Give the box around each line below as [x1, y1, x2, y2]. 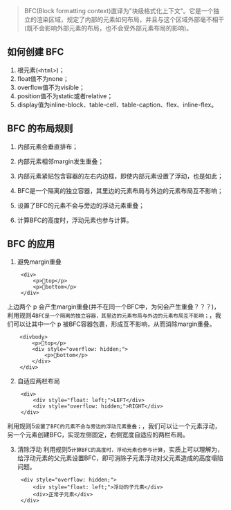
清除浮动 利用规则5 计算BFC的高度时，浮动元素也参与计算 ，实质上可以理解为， [17, 446, 223, 454]
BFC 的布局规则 [7, 122, 73, 134]
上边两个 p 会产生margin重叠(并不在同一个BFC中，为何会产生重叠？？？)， [7, 302, 220, 311]
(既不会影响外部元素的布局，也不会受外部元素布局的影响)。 [24, 24, 193, 32]
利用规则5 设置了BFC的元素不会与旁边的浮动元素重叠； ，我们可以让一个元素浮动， [7, 422, 221, 430]
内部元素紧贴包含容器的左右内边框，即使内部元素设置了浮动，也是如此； [17, 172, 223, 180]
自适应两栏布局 [17, 377, 60, 385]
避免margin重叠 [17, 257, 62, 266]
